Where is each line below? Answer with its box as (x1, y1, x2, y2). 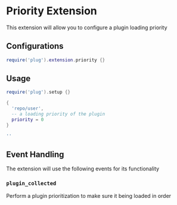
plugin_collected (6, 180, 57, 187)
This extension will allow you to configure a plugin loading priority (6, 24, 168, 31)
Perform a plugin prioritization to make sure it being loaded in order (6, 192, 172, 199)
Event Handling (6, 149, 64, 159)
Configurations (6, 41, 64, 51)
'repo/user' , (11, 105, 44, 111)
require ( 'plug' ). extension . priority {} (6, 57, 105, 63)
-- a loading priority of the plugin (11, 111, 105, 117)
